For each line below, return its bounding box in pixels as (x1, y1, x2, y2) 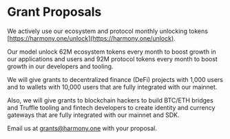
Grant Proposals (7, 4, 102, 20)
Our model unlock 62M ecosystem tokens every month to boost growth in (7, 47, 217, 56)
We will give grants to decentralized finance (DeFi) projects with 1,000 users (7, 75, 224, 83)
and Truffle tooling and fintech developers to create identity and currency (7, 103, 216, 111)
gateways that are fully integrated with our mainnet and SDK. (7, 111, 180, 119)
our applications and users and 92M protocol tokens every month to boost (7, 54, 218, 63)
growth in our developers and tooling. (7, 62, 114, 70)
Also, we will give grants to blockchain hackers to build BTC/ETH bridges (7, 96, 213, 104)
